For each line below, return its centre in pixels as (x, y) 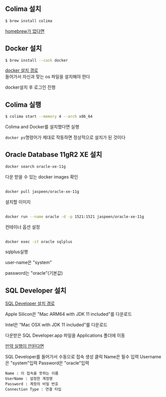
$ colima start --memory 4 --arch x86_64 (49, 117)
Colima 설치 (23, 9)
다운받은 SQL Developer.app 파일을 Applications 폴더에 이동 (65, 335)
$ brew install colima (29, 21)
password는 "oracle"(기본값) (34, 273)
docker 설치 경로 (22, 70)
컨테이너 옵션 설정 (22, 227)
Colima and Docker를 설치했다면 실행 (42, 127)
